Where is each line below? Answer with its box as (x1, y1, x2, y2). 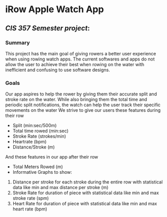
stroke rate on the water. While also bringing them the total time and (5, 97, 147, 103)
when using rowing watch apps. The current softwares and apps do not (5, 56, 155, 62)
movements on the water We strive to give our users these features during (5, 107, 161, 113)
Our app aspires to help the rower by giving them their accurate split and (5, 91, 157, 97)
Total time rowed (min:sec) (12, 128, 69, 134)
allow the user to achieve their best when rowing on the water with (5, 61, 145, 67)
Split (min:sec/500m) (12, 122, 57, 129)
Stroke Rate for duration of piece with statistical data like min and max (12, 190, 159, 196)
